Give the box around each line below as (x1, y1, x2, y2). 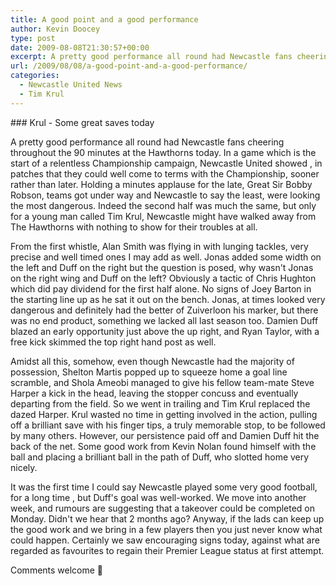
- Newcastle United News (19, 80, 123, 90)
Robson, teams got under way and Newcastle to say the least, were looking (10, 189, 321, 201)
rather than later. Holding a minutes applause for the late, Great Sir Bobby (10, 178, 313, 190)
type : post (10, 33, 56, 43)
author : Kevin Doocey (10, 24, 101, 34)
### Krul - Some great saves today (10, 116, 155, 128)
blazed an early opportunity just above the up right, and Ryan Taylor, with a (10, 325, 320, 337)
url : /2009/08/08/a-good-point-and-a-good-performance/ (10, 61, 248, 71)
